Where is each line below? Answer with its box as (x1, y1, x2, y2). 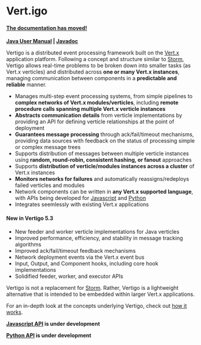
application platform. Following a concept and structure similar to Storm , (6, 56, 184, 63)
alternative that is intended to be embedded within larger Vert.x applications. (6, 290, 195, 298)
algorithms (14, 241, 42, 248)
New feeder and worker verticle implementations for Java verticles (14, 228, 179, 235)
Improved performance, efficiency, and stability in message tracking (14, 234, 184, 241)
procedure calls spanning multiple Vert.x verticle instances (14, 105, 166, 113)
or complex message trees (14, 144, 81, 151)
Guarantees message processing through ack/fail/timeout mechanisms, (14, 131, 194, 138)
